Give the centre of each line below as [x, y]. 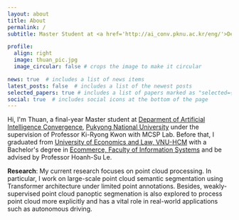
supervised [24, 194]
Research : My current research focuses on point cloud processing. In [110, 171]
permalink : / [27, 27]
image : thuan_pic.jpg [46, 60]
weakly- [216, 187]
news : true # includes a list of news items [76, 79]
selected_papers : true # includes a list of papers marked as [101, 93]
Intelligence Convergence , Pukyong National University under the [103, 127]
